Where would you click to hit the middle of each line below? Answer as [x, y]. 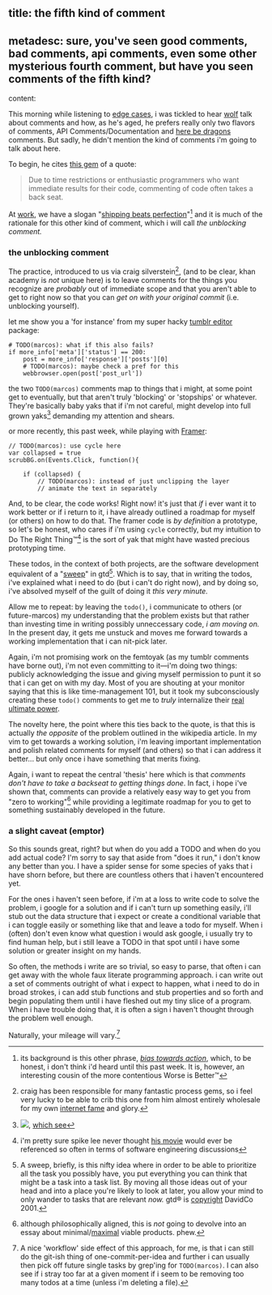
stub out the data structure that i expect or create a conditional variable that [134, 916]
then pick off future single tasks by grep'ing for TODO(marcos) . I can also [139, 1265]
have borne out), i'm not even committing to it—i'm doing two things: [123, 665]
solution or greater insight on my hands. [75, 951]
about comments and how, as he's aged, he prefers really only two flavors [132, 123]
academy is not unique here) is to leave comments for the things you [123, 280]
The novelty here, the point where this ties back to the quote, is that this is [132, 724]
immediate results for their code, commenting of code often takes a [140, 189]
